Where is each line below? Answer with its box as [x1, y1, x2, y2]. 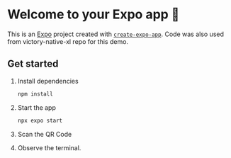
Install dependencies [17, 77, 79, 85]
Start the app [17, 103, 57, 112]
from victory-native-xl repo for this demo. [7, 37, 129, 45]
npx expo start [17, 117, 63, 124]
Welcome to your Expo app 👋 [7, 6, 180, 23]
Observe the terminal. [17, 143, 81, 152]
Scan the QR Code [17, 130, 72, 138]
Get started [7, 58, 59, 70]
